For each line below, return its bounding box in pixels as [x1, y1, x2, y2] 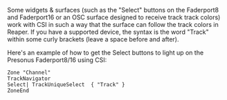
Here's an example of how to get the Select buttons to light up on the [7, 48, 204, 57]
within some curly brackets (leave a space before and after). [7, 35, 179, 43]
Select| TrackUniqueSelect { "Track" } [7, 81, 126, 88]
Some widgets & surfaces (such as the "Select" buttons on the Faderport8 [7, 6, 219, 14]
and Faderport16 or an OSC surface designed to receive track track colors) [7, 13, 221, 21]
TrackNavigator [7, 75, 51, 82]
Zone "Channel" [7, 69, 51, 76]
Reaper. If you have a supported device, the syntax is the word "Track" [7, 28, 209, 36]
